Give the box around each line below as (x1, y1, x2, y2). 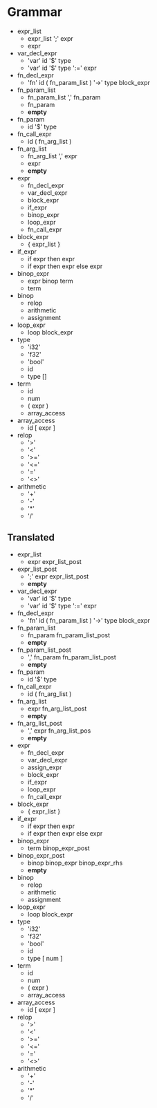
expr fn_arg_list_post (27, 704, 87, 713)
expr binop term (27, 276, 74, 285)
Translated (7, 532, 55, 543)
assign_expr (27, 763, 62, 771)
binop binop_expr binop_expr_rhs (27, 858, 123, 867)
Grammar (7, 4, 63, 20)
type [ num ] (27, 954, 63, 962)
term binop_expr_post (27, 844, 90, 852)
